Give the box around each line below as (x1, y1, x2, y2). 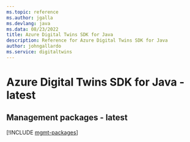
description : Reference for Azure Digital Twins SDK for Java (6, 37, 168, 43)
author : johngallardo (6, 43, 62, 50)
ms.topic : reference (6, 9, 59, 15)
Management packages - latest (6, 113, 128, 123)
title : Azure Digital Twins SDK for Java (6, 32, 114, 38)
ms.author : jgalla (6, 15, 53, 21)
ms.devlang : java (6, 20, 51, 26)
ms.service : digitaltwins (6, 49, 72, 55)
